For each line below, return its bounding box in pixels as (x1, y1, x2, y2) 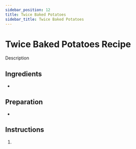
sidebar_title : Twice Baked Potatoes (5, 17, 84, 22)
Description (5, 55, 29, 61)
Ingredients (5, 69, 42, 78)
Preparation (5, 98, 43, 106)
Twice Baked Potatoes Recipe (5, 38, 131, 50)
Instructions (5, 125, 44, 134)
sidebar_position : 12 (5, 7, 51, 13)
